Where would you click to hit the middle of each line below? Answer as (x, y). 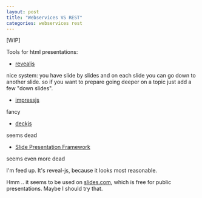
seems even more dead (36, 159)
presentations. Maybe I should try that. (55, 189)
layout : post (23, 12)
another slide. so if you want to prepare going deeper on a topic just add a (99, 82)
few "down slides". (30, 88)
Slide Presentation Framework (53, 147)
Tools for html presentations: (42, 52)
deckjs (23, 124)
